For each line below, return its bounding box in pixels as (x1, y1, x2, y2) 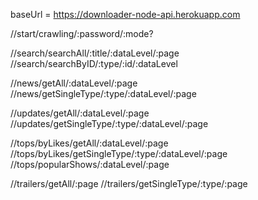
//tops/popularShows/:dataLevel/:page (10, 159, 170, 170)
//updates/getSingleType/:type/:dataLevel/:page (10, 118, 209, 129)
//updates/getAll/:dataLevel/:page (10, 107, 150, 119)
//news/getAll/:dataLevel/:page (10, 77, 138, 89)
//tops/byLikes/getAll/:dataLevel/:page (10, 137, 169, 149)
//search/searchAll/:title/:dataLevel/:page (10, 47, 180, 59)
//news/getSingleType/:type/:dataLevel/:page (10, 88, 197, 99)
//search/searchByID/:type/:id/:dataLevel (10, 58, 178, 69)
